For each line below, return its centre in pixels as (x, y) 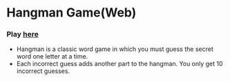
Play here (22, 34)
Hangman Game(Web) (71, 13)
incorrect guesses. (43, 71)
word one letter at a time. (52, 57)
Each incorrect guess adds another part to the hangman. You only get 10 (119, 64)
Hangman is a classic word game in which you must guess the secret (115, 49)
